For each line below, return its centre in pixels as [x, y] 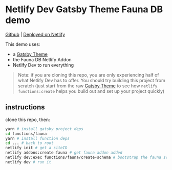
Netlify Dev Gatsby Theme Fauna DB [84, 9]
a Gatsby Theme [30, 54]
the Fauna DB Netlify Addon [42, 59]
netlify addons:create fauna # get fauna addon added [64, 153]
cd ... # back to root [29, 143]
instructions [25, 107]
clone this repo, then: [28, 119]
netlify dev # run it [28, 162]
